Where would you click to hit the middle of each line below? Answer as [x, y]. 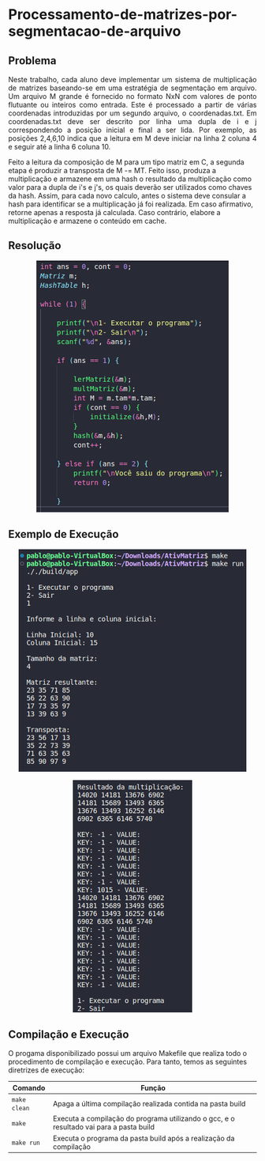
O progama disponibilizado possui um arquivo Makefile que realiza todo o [127, 1053]
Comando [29, 1087]
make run [26, 1143]
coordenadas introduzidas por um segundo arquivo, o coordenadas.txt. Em [132, 113]
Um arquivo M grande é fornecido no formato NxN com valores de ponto [132, 96]
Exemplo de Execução [63, 534]
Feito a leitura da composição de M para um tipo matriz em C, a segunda [126, 162]
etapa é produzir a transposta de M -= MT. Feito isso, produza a [112, 170]
